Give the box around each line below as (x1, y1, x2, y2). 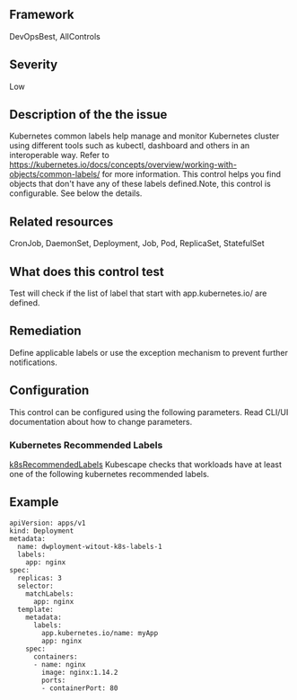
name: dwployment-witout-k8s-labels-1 (17, 542, 163, 551)
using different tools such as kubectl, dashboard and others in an (9, 140, 250, 151)
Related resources (9, 214, 114, 229)
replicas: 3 (17, 573, 63, 582)
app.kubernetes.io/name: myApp (41, 628, 159, 637)
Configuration (9, 383, 90, 398)
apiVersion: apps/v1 (9, 518, 87, 527)
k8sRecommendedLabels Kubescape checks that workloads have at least (9, 458, 283, 470)
